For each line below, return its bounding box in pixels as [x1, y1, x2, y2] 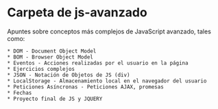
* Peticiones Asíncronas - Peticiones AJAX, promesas [7, 83, 165, 90]
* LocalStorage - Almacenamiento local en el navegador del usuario [7, 77, 207, 84]
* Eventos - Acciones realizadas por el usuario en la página [7, 59, 189, 66]
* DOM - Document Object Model [7, 48, 97, 54]
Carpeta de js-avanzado [7, 5, 147, 20]
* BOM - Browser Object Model [7, 53, 94, 61]
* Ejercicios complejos [7, 65, 75, 72]
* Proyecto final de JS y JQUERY [7, 95, 103, 102]
